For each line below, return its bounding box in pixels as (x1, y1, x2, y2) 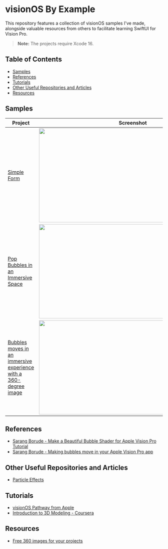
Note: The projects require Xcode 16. (17, 40, 94, 46)
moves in (7, 345, 29, 352)
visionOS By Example (5, 4, 95, 15)
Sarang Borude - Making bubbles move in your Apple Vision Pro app (12, 449, 153, 455)
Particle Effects (12, 477, 44, 483)
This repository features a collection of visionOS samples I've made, (5, 20, 146, 26)
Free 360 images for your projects (12, 537, 83, 543)
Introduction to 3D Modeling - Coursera (12, 510, 94, 516)
